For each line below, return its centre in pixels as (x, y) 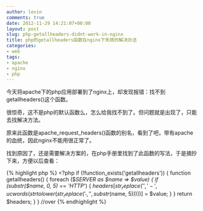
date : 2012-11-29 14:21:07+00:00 (49, 23)
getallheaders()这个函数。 (39, 99)
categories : (21, 46)
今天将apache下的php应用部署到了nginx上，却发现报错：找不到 (86, 92)
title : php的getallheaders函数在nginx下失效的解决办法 (72, 40)
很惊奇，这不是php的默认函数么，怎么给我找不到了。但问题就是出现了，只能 (102, 112)
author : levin (24, 12)
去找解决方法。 (25, 120)
